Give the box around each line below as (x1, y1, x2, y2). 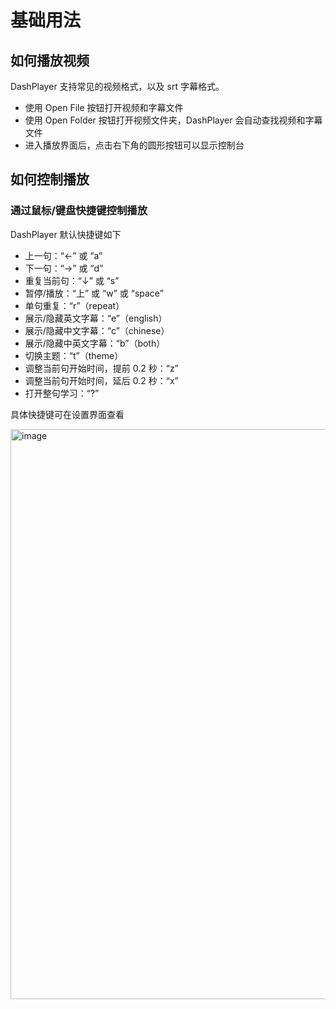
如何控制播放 (10, 171, 90, 188)
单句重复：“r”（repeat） (24, 299, 125, 311)
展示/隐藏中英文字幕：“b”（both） (24, 337, 166, 349)
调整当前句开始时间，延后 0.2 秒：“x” (24, 374, 179, 386)
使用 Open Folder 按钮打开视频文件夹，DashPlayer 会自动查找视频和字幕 (24, 114, 323, 126)
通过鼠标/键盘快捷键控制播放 (10, 204, 148, 218)
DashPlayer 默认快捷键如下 (10, 228, 122, 240)
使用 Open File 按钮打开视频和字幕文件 (24, 102, 184, 113)
